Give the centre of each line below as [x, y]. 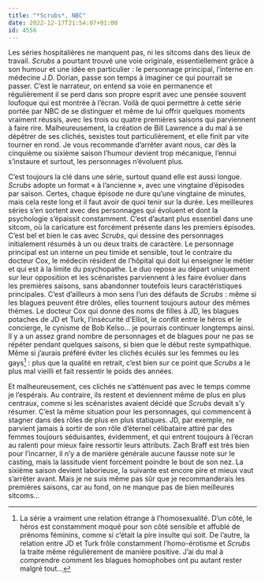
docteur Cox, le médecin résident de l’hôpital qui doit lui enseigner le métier [131, 261]
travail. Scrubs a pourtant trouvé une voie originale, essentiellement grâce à [131, 61]
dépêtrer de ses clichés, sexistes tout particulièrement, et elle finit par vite [129, 137]
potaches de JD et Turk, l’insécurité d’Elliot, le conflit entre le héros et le [125, 320]
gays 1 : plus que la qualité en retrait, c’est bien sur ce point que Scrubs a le [129, 362]
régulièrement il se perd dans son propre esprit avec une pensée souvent [127, 95]
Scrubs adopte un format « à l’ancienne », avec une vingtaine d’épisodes [126, 186]
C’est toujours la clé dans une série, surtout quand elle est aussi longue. [125, 177]
